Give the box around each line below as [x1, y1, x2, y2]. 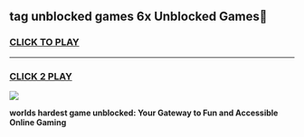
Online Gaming [9, 116, 67, 127]
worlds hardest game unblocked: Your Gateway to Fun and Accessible [9, 107, 279, 118]
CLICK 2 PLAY [9, 69, 72, 82]
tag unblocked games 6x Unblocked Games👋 [9, 9, 268, 24]
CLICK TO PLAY [9, 36, 80, 49]
